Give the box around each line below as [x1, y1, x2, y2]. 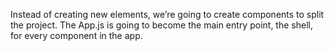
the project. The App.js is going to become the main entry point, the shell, [10, 19, 313, 31]
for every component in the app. [10, 30, 143, 41]
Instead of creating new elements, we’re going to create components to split [10, 9, 325, 20]
